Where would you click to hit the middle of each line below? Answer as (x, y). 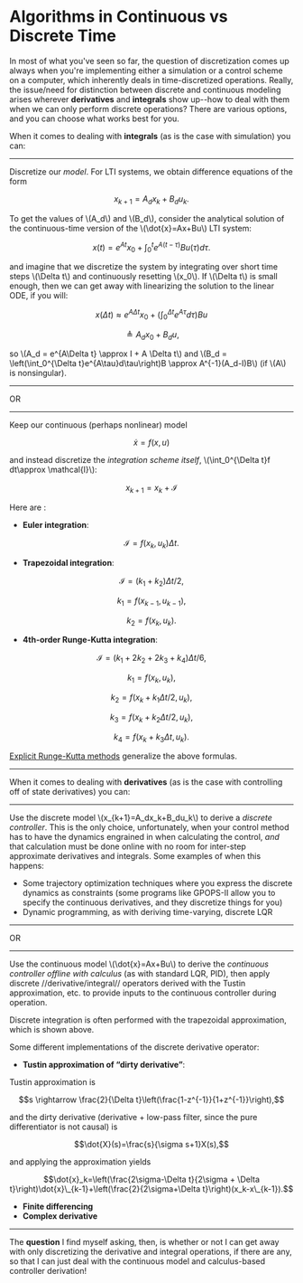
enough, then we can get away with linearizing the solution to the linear (142, 286)
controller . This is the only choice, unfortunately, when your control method (149, 827)
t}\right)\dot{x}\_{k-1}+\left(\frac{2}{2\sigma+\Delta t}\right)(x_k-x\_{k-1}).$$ (151, 1189)
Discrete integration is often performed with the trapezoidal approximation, (148, 1020)
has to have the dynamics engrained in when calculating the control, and (144, 837)
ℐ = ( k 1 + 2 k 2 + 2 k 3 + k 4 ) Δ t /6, (151, 659)
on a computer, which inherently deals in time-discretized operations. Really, (151, 80)
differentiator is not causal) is (64, 1127)
